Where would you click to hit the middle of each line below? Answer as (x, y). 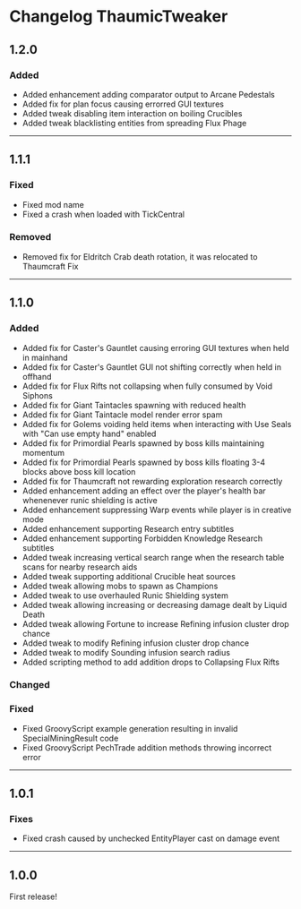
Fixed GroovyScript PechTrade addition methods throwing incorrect (147, 747)
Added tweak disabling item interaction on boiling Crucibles (132, 113)
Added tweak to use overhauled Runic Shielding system (125, 595)
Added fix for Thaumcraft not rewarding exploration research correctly (152, 481)
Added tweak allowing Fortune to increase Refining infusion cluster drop (155, 623)
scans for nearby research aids (80, 567)
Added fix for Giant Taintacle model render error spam (122, 415)
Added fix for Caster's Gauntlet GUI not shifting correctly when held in (152, 367)
